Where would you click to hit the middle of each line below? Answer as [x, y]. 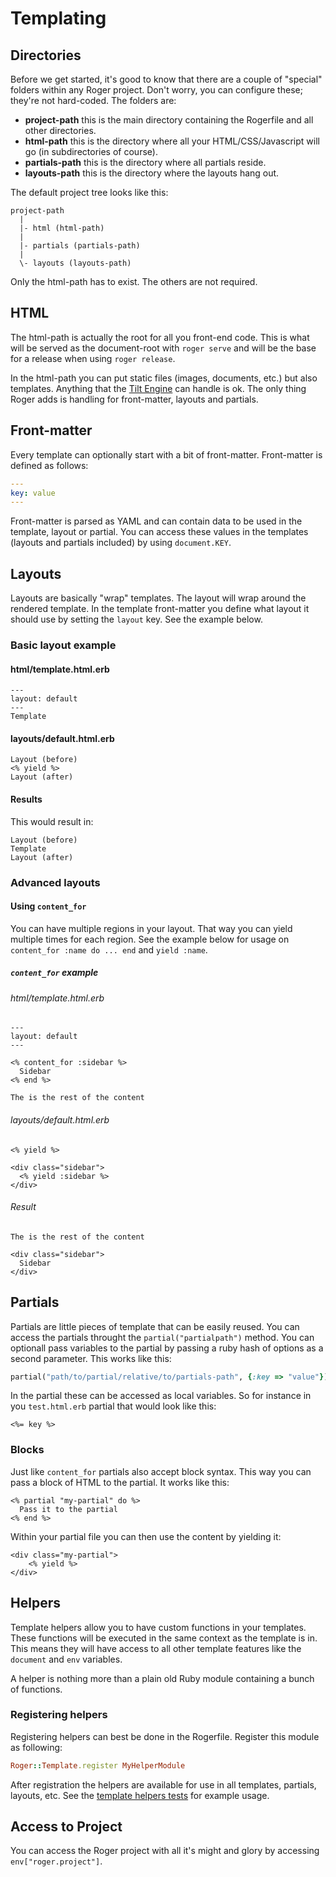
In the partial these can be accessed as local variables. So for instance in [161, 1396]
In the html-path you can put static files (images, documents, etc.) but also [164, 378]
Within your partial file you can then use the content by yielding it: [146, 1536]
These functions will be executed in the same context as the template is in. [164, 1638]
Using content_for [48, 906]
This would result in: [52, 821]
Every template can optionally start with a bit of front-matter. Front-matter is [166, 454]
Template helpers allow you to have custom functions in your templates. [158, 1627]
